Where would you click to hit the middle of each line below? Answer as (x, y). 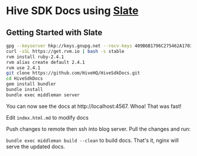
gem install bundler (31, 84)
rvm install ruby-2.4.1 (35, 57)
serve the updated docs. (36, 146)
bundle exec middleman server (43, 95)
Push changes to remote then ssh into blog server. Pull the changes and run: (98, 129)
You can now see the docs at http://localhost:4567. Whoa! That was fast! (94, 106)
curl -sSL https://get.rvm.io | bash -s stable (65, 51)
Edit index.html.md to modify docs (47, 117)
